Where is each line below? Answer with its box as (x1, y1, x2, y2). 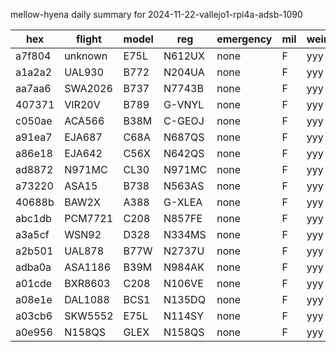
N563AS (163, 179, 205, 193)
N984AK (163, 260, 205, 274)
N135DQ (163, 293, 206, 306)
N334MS (163, 228, 207, 241)
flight (75, 32, 102, 46)
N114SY (163, 309, 205, 323)
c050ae (15, 114, 53, 128)
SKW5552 (64, 309, 114, 323)
